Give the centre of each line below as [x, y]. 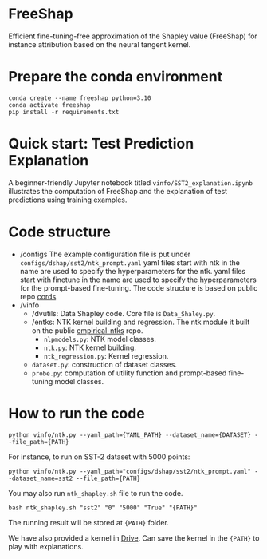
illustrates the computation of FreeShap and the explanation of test [118, 191]
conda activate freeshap [49, 105]
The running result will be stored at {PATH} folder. [88, 522]
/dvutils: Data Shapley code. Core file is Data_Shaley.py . [124, 313]
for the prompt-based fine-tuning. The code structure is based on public [139, 287]
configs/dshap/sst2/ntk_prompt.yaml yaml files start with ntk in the [130, 262]
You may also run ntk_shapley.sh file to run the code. [96, 493]
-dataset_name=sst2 [41, 478]
